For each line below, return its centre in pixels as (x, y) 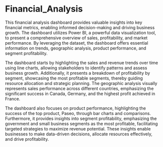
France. (13, 98)
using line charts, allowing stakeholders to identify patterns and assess (76, 68)
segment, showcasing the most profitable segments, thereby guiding (74, 78)
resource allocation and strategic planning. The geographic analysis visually (81, 83)
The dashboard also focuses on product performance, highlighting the (75, 108)
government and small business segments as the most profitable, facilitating (81, 123)
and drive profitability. (27, 139)
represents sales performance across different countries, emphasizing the (80, 88)
